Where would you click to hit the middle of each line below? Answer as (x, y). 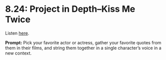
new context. (19, 53)
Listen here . (17, 33)
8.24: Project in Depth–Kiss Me (70, 9)
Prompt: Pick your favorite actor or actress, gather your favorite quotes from (83, 42)
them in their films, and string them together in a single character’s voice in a (83, 48)
